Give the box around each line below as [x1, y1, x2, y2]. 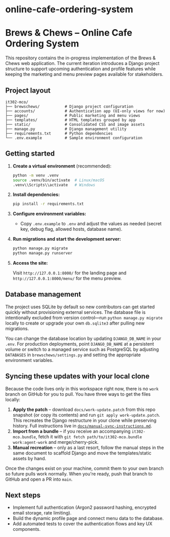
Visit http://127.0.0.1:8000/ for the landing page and [12, 270, 127, 276]
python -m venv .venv [12, 173, 59, 178]
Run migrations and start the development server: [12, 236, 122, 242]
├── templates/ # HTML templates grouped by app [5, 117, 136, 122]
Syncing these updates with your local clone [5, 372, 150, 381]
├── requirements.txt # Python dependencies [5, 131, 113, 136]
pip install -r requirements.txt [12, 201, 84, 207]
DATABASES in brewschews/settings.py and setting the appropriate [5, 352, 141, 358]
